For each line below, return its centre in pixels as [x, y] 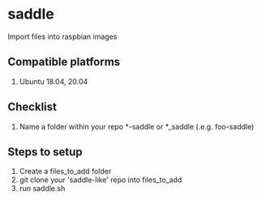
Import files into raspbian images [62, 36]
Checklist [32, 107]
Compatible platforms [64, 62]
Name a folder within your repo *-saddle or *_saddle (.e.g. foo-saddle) [137, 126]
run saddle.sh [42, 189]
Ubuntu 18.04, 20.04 [54, 81]
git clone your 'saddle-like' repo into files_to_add [101, 180]
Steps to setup [45, 152]
